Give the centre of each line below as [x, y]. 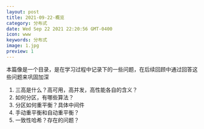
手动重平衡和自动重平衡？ [47, 112]
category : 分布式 [27, 23]
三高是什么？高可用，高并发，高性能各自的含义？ [76, 90]
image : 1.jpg [23, 46]
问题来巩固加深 [30, 77]
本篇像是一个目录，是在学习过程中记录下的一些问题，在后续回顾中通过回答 [99, 69]
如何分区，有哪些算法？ [44, 97]
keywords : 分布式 [27, 40]
